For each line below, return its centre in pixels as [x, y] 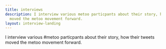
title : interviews [24, 10]
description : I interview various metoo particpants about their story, [82, 14]
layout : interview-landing [33, 23]
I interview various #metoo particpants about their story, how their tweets [80, 37]
